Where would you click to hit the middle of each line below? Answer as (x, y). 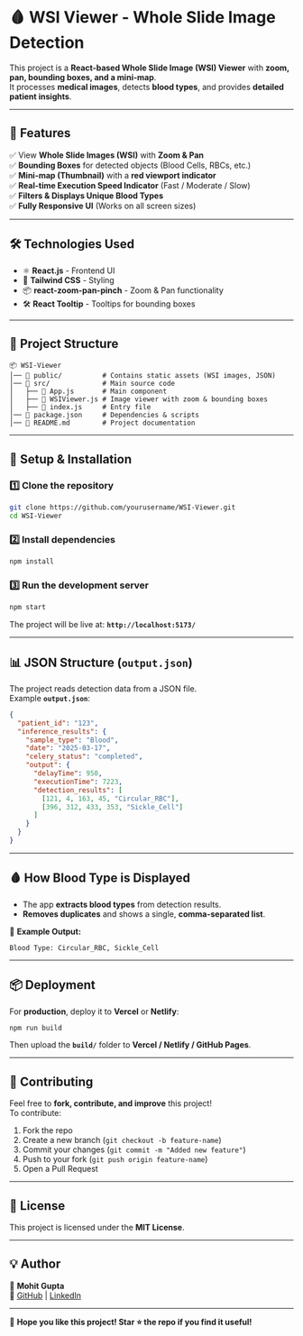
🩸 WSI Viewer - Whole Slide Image (143, 18)
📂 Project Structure (64, 343)
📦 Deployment (53, 985)
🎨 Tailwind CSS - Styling (68, 279)
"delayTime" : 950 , (68, 773)
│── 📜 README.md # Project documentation (102, 423)
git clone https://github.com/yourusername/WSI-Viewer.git (123, 508)
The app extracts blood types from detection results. (122, 904)
